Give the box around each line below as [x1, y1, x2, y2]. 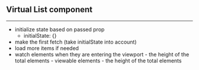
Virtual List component [6, 5, 93, 15]
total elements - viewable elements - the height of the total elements [14, 57, 182, 64]
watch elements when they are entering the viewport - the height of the [14, 51, 190, 58]
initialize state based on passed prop [14, 26, 105, 33]
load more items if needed [14, 44, 79, 52]
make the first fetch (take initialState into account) [14, 38, 137, 45]
